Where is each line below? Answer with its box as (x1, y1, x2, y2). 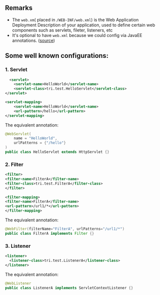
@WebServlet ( (5, 131, 32, 136)
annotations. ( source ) (12, 37, 55, 43)
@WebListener (5, 281, 32, 286)
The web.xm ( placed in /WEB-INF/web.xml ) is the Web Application (12, 17, 139, 22)
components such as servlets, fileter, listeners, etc (12, 27, 113, 33)
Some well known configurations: (5, 52, 109, 60)
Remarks (5, 4, 33, 12)
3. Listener (5, 242, 31, 249)
